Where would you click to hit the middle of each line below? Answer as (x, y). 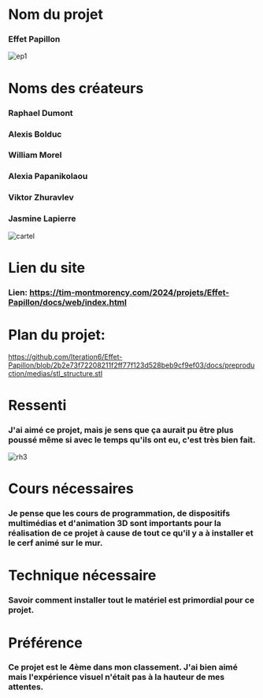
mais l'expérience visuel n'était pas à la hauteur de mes (117, 677)
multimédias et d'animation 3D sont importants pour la (115, 524)
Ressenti (37, 405)
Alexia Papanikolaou (48, 177)
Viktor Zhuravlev (41, 197)
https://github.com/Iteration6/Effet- (65, 356)
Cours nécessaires (71, 489)
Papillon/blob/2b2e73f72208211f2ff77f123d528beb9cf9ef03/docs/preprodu (131, 365)
